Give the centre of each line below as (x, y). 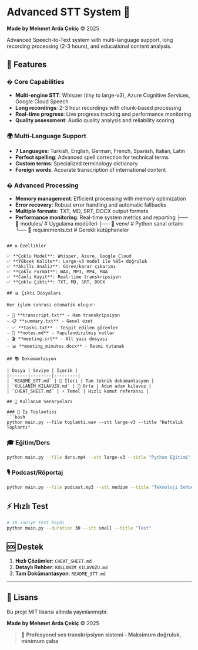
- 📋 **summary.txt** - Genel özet (50, 321)
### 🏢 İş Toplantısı (32, 412)
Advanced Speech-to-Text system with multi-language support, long (90, 40)
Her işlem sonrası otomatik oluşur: (51, 305)
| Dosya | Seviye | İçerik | (42, 371)
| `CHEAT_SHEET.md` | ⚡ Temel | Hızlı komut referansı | (78, 391)
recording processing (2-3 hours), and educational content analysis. (89, 46)
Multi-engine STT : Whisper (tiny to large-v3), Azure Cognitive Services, (103, 95)
